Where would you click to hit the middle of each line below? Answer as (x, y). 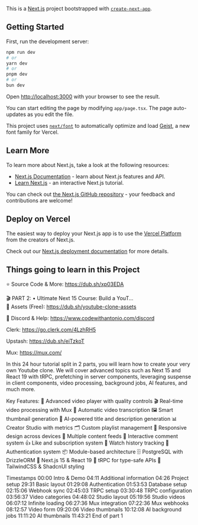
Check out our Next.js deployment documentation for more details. (87, 251)
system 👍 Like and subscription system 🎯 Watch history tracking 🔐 (88, 443)
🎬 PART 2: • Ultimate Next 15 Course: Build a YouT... (70, 298)
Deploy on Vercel (38, 219)
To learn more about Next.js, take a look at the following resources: (88, 165)
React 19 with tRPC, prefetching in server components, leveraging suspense (99, 377)
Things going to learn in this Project (73, 270)
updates (16, 114)
